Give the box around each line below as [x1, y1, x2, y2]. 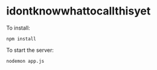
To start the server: [6, 46, 54, 54]
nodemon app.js [6, 58, 45, 64]
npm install [6, 36, 36, 42]
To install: [6, 24, 30, 31]
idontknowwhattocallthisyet [6, 4, 151, 18]
